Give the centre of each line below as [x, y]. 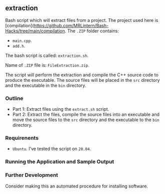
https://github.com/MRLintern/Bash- [71, 25]
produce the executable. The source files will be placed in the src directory [82, 80]
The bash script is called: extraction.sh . [47, 55]
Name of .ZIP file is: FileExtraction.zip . [47, 65]
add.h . [19, 46]
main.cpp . [22, 40]
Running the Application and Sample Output [60, 162]
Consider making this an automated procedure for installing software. [77, 186]
